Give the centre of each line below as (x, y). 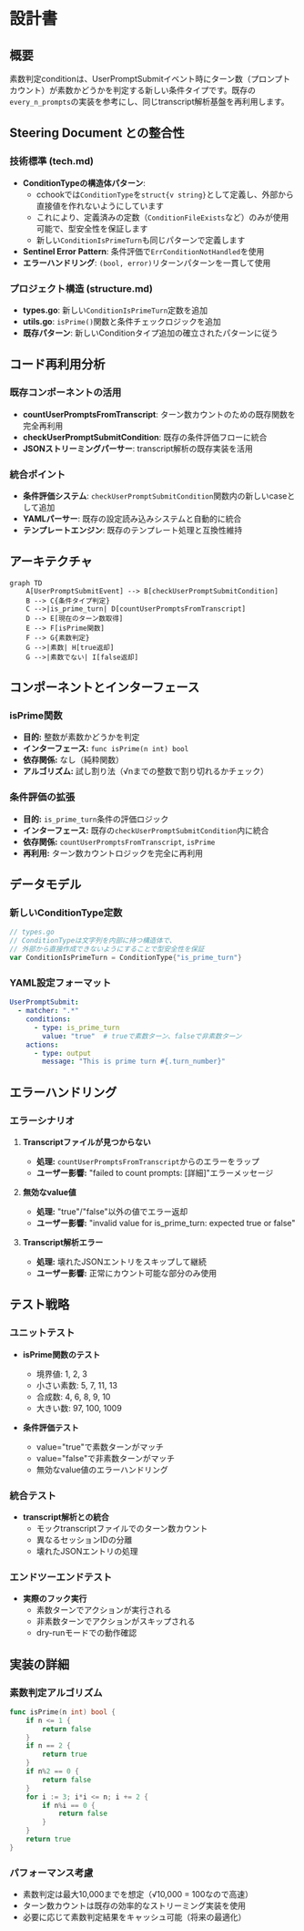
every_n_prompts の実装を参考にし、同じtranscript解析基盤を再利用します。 (149, 102)
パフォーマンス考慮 (51, 1873)
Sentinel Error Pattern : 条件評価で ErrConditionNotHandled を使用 (143, 251)
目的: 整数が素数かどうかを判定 (81, 737)
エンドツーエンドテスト (61, 1576)
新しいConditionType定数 (66, 913)
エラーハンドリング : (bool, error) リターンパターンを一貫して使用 (147, 263)
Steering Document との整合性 (97, 133)
